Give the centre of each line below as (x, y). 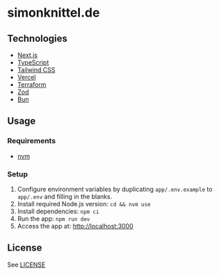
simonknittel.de (54, 13)
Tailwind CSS (36, 70)
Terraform (32, 84)
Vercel (26, 77)
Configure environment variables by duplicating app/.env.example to (115, 189)
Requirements (32, 141)
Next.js (27, 55)
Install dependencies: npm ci (58, 211)
